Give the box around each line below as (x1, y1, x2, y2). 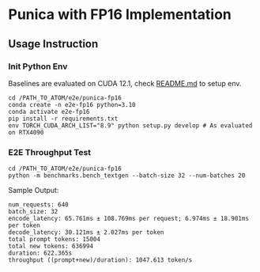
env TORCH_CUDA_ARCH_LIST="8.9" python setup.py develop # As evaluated (8, 121, 253, 130)
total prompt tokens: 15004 (8, 236, 101, 244)
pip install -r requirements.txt (8, 115, 119, 123)
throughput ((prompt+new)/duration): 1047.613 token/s (8, 256, 193, 264)
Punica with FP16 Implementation (8, 6, 232, 24)
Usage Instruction (8, 37, 99, 51)
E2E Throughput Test (8, 146, 92, 157)
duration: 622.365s (8, 249, 73, 258)
